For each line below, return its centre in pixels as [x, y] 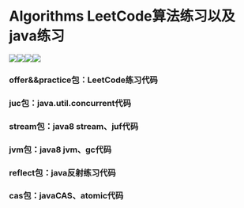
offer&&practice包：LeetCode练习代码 [84, 80]
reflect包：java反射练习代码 [62, 172]
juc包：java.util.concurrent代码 [70, 103]
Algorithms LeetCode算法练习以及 [122, 16]
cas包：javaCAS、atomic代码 [66, 196]
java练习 [37, 36]
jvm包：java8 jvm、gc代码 [60, 149]
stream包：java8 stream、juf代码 [74, 126]
